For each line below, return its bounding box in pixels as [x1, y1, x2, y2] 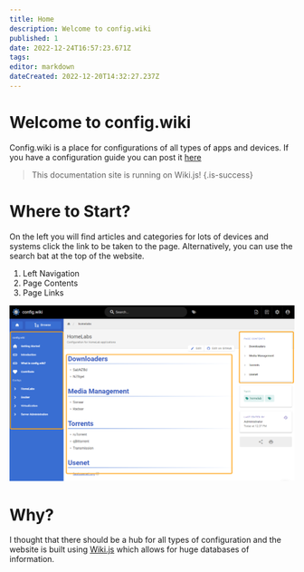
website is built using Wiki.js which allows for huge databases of [9, 544, 250, 555]
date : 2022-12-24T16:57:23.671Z [9, 44, 131, 53]
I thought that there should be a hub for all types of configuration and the [9, 535, 282, 546]
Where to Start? [9, 201, 131, 221]
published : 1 [9, 34, 59, 43]
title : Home [9, 15, 54, 24]
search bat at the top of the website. [9, 250, 145, 261]
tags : [9, 53, 30, 63]
